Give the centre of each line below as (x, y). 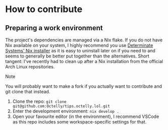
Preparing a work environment (54, 28)
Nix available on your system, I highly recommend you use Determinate (79, 45)
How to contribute (44, 9)
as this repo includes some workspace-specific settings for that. (79, 122)
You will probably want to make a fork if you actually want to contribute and (84, 86)
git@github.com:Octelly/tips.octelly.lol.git (61, 106)
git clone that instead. (28, 91)
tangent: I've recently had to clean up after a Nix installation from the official (84, 61)
